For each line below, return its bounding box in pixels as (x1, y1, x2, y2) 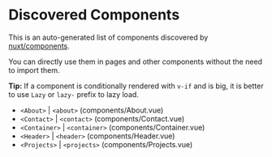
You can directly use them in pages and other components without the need (8, 57, 262, 66)
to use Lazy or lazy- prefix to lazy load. (8, 89, 140, 99)
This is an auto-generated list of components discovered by (8, 32, 209, 42)
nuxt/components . (8, 40, 71, 50)
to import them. (8, 65, 60, 74)
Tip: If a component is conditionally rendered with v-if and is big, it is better (8, 81, 264, 91)
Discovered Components (8, 6, 180, 24)
